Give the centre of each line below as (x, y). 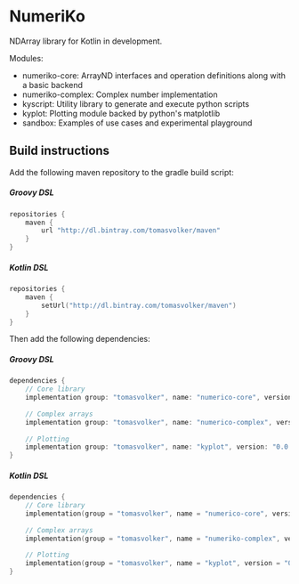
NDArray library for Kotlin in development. (86, 41)
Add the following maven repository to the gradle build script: (121, 172)
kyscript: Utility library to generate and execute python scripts (136, 103)
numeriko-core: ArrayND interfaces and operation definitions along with (154, 75)
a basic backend (52, 85)
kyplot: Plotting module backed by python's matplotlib (121, 113)
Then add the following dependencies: (80, 339)
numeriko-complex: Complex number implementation (120, 94)
